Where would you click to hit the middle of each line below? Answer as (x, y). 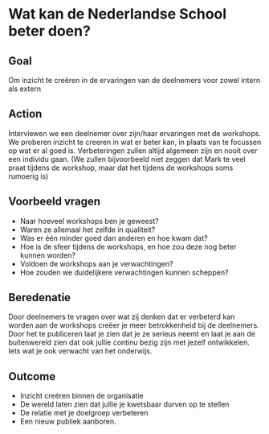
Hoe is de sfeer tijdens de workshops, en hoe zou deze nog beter (128, 246)
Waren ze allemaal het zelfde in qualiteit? (88, 229)
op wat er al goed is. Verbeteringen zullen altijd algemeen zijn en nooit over (133, 151)
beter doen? (49, 31)
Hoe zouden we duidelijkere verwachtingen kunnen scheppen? (124, 272)
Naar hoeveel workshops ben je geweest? (89, 221)
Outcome (32, 376)
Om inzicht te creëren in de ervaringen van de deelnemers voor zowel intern (134, 80)
